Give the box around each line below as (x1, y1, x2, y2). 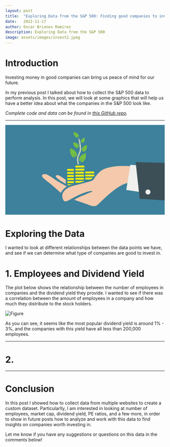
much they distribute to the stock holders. (5, 301, 93, 307)
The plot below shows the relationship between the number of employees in (5, 285, 164, 291)
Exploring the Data (5, 228, 85, 239)
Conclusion (5, 383, 55, 395)
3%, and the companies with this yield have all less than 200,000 (5, 326, 141, 332)
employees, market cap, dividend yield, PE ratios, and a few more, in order (5, 411, 160, 417)
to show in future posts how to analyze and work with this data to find (5, 416, 151, 422)
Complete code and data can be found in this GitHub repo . (5, 110, 128, 116)
